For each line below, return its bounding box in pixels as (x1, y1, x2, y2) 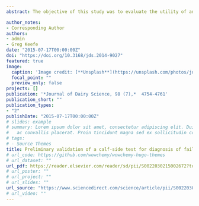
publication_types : (6, 102, 54, 108)
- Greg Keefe (6, 42, 38, 47)
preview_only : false (11, 80, 62, 86)
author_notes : (6, 19, 41, 26)
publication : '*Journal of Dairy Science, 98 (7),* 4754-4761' (6, 91, 168, 97)
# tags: (6, 135, 25, 141)
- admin (6, 36, 25, 42)
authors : (6, 30, 28, 36)
